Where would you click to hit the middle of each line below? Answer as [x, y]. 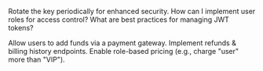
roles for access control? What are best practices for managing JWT [119, 20]
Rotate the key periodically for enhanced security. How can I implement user [132, 11]
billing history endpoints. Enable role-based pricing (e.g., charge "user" [124, 51]
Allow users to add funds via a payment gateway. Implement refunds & [122, 43]
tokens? [21, 28]
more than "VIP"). [37, 59]
